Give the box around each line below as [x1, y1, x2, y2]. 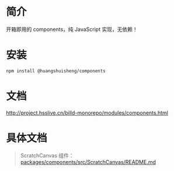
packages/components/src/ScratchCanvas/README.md [20, 158, 156, 165]
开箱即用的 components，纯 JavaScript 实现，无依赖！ [6, 26, 138, 33]
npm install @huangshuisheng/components [6, 68, 106, 74]
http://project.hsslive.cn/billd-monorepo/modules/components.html [6, 109, 168, 116]
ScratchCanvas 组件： [20, 152, 74, 159]
